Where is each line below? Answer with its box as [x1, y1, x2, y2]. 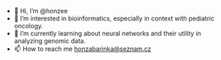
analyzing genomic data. [13, 37, 86, 45]
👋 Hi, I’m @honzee [13, 7, 68, 15]
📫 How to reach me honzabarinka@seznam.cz [13, 44, 152, 53]
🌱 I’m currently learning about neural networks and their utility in [13, 29, 201, 37]
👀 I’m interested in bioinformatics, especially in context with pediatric [13, 14, 215, 23]
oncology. [13, 22, 44, 30]
